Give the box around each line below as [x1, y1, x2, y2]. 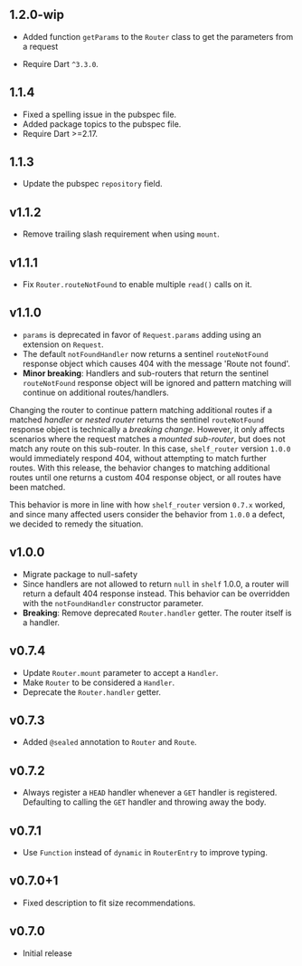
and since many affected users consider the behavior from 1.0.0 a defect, [9, 508, 286, 519]
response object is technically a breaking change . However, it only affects [9, 423, 285, 434]
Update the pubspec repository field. [22, 179, 163, 189]
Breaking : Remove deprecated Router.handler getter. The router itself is [22, 607, 292, 618]
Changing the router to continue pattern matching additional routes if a [9, 404, 273, 415]
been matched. [9, 481, 66, 492]
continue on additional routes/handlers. [22, 387, 169, 398]
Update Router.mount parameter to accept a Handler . [22, 667, 219, 678]
